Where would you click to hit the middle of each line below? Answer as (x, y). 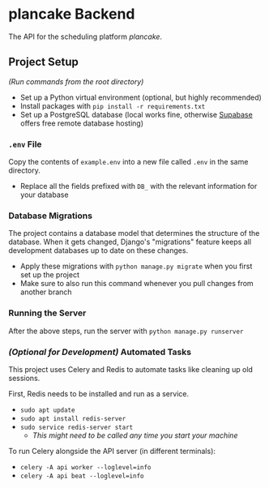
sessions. (24, 378)
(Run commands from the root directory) (76, 81)
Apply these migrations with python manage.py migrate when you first (136, 266)
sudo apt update (47, 410)
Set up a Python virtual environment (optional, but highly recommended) (141, 97)
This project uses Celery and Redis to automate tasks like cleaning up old (131, 369)
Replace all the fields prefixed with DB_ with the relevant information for (139, 186)
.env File (25, 144)
